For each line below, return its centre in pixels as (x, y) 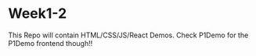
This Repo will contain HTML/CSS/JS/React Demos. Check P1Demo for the (128, 35)
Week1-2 (38, 14)
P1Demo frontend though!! (50, 43)
